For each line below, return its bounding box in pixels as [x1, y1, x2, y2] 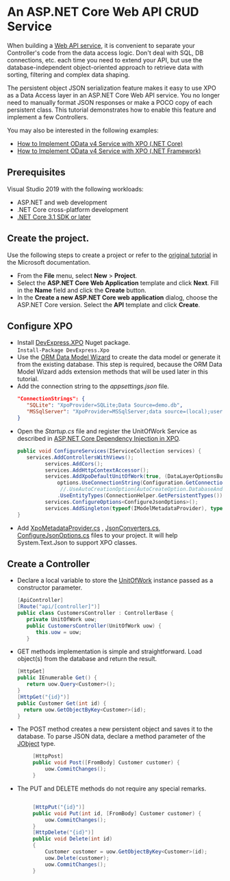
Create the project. [7, 232, 90, 244]
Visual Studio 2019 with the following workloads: [7, 184, 144, 193]
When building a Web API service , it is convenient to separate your [7, 41, 195, 49]
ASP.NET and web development [16, 198, 107, 206]
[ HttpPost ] [32, 753, 64, 760]
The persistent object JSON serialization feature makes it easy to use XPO [7, 84, 217, 92]
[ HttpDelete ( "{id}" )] [32, 829, 94, 836]
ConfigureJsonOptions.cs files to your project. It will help [16, 531, 178, 539]
